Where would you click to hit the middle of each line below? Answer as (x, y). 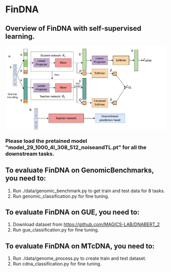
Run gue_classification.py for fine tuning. (56, 230)
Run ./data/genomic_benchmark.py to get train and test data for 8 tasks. (89, 191)
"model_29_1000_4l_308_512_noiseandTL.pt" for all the (76, 147)
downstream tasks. (30, 154)
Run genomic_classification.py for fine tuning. (61, 196)
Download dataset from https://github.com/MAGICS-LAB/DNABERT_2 (86, 224)
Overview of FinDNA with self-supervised (73, 28)
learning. (20, 36)
